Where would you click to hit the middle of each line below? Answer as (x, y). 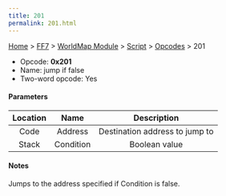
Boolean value (156, 144)
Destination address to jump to (156, 131)
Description (156, 118)
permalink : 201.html (43, 23)
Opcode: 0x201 (46, 62)
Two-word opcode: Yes (59, 78)
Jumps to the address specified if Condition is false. (94, 183)
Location (29, 118)
